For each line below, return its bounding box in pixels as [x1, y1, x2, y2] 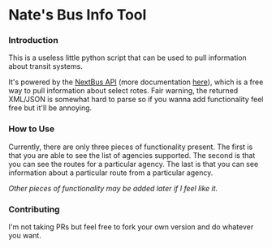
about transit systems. [8, 62, 83, 71]
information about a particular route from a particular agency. [8, 168, 214, 177]
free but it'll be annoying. [8, 103, 93, 113]
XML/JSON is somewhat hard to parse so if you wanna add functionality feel [8, 95, 264, 105]
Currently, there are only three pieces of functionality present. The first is [8, 142, 253, 152]
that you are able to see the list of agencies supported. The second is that [8, 150, 256, 160]
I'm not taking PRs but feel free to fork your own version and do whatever [8, 222, 254, 232]
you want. [8, 231, 42, 241]
